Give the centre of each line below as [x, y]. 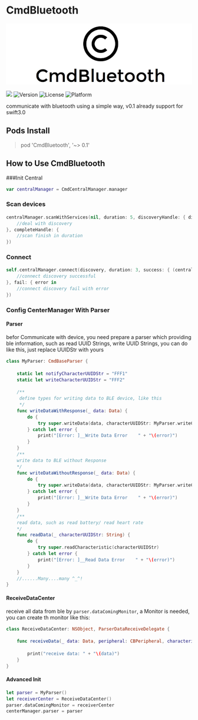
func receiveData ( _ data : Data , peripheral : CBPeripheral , [91, 641]
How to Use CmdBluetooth [56, 163]
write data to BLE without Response [62, 460]
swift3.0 [16, 112]
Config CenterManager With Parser [58, 310]
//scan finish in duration [50, 236]
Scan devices [26, 204]
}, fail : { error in [32, 283]
